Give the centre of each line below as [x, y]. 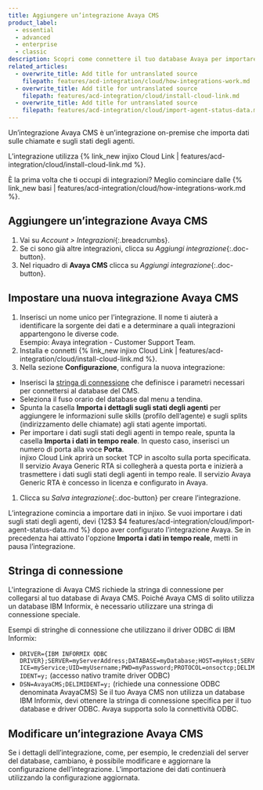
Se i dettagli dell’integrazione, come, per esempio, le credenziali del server [128, 753]
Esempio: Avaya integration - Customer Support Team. [107, 342]
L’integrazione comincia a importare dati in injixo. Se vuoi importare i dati [125, 513]
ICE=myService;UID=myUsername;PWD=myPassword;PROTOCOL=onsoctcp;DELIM [137, 668]
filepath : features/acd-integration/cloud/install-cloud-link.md [131, 96]
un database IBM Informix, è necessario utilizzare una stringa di [111, 606]
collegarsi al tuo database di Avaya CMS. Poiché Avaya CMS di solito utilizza [131, 598]
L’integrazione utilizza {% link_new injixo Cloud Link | [94, 156]
